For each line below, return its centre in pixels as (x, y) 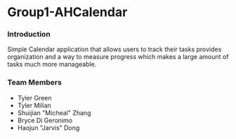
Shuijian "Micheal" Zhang (54, 112)
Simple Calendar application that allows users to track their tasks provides (114, 49)
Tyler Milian (34, 105)
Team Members (34, 83)
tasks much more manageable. (52, 65)
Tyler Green (34, 98)
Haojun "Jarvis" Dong (48, 128)
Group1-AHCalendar (67, 12)
